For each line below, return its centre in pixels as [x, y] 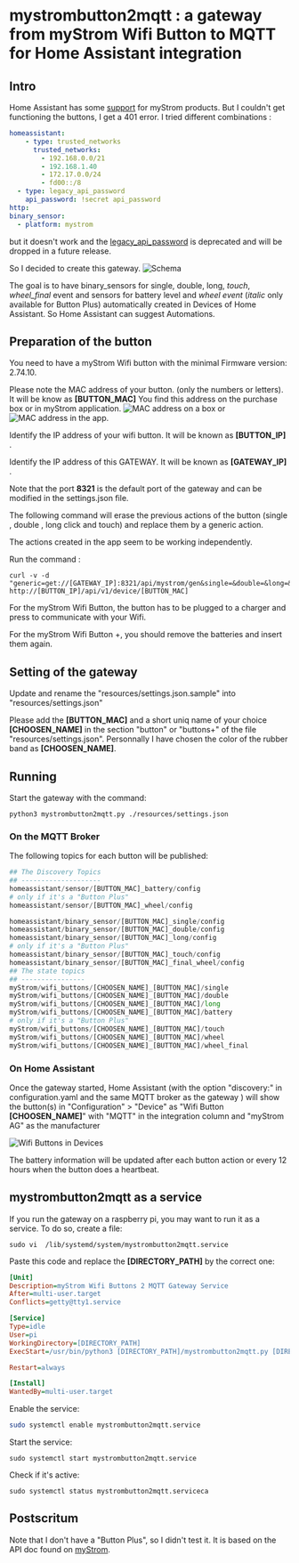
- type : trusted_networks [73, 142]
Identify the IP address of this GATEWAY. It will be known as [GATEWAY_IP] [148, 462]
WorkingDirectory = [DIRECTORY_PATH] [75, 1343]
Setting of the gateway [73, 672]
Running [33, 777]
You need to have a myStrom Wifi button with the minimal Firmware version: [148, 363]
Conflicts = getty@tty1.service [65, 1302]
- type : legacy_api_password [71, 191]
